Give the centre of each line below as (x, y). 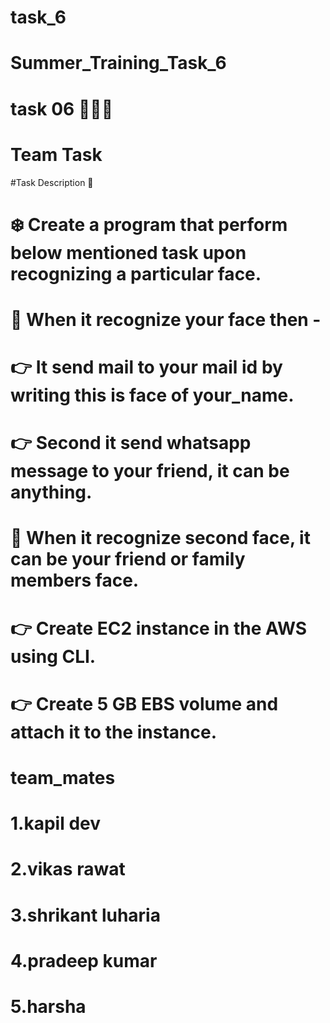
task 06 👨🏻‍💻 (62, 108)
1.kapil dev (55, 823)
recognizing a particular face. (136, 273)
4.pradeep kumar (84, 960)
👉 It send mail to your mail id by (146, 367)
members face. (75, 580)
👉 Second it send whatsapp (131, 443)
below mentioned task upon (128, 252)
